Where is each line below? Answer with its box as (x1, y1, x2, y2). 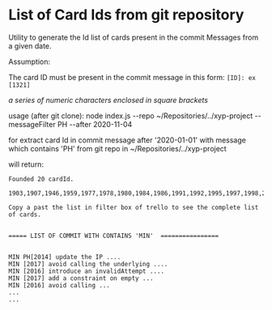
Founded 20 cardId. (8, 175, 74, 183)
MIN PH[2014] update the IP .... (8, 253, 121, 261)
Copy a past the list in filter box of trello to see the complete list (8, 203, 259, 211)
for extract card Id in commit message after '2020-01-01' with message (8, 135, 247, 145)
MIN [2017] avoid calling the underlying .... (8, 260, 168, 268)
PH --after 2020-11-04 (57, 119, 133, 129)
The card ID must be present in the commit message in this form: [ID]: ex (8, 72, 257, 82)
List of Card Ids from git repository (8, 6, 244, 24)
